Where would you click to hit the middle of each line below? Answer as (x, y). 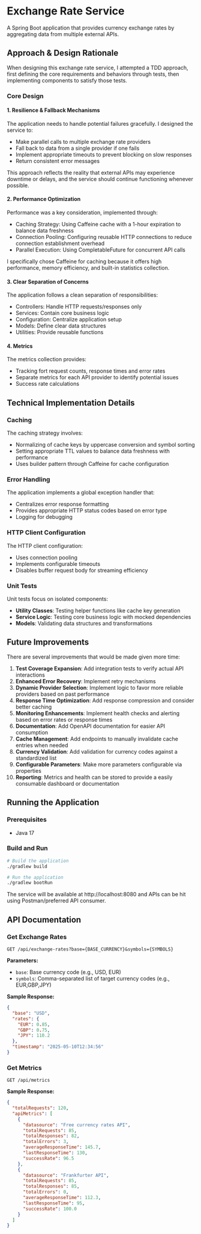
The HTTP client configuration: (45, 545)
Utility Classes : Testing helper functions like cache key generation (98, 611)
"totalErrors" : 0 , (46, 1192)
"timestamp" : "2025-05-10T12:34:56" (58, 1047)
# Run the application (35, 877)
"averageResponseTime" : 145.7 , (62, 1147)
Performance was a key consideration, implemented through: (82, 212)
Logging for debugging (44, 517)
